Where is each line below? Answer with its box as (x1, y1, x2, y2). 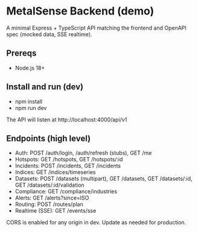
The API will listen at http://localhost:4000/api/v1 (6, 116, 127, 123)
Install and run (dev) (6, 82, 83, 92)
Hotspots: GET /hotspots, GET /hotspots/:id (14, 156, 123, 163)
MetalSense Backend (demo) (6, 4, 155, 18)
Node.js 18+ (14, 64, 45, 71)
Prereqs (6, 48, 37, 59)
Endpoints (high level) (6, 133, 91, 143)
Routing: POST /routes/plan (14, 201, 83, 208)
